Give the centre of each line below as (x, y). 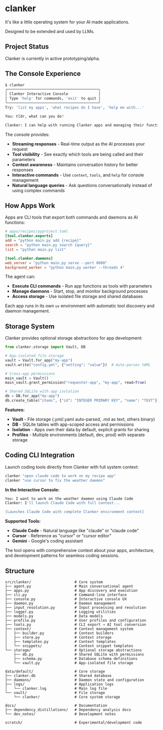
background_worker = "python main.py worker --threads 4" (65, 267)
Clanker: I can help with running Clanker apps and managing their (75, 125)
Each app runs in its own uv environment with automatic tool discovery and (80, 306)
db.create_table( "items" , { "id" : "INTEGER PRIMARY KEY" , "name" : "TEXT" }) (82, 401)
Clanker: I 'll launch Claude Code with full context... (63, 503)
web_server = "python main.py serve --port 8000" (56, 263)
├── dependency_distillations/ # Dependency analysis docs (68, 710)
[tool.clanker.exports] (29, 236)
